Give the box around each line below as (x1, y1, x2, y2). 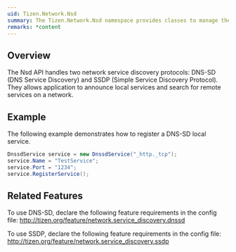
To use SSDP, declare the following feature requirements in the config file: (7, 229, 221, 238)
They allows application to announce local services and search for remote (7, 83, 221, 92)
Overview (7, 49, 51, 61)
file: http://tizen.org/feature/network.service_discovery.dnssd (7, 216, 185, 225)
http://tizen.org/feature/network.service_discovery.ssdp (7, 237, 169, 246)
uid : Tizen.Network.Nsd (7, 10, 77, 18)
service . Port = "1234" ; (7, 163, 77, 171)
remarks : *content (7, 23, 61, 30)
